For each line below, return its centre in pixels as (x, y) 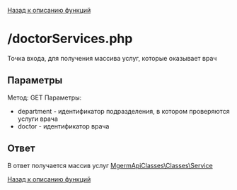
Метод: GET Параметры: (45, 97)
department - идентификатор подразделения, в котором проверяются (123, 111)
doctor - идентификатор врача (63, 126)
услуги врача (38, 119)
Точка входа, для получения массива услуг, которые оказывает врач (112, 58)
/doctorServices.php (70, 39)
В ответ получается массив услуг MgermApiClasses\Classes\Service (110, 165)
